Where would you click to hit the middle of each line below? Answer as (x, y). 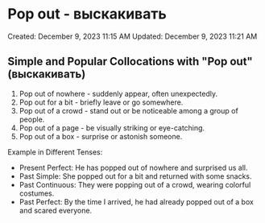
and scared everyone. (56, 210)
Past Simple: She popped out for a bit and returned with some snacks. (135, 176)
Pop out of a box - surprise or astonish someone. (101, 136)
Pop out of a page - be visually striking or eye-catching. (112, 128)
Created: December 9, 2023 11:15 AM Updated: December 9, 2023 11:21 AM (132, 36)
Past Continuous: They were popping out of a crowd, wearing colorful (135, 184)
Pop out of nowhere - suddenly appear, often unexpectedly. (118, 93)
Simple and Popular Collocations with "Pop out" (130, 62)
